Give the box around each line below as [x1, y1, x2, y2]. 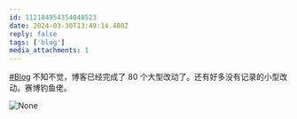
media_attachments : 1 [9, 46, 90, 55]
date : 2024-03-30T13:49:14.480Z [9, 21, 129, 30]
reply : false [9, 29, 58, 38]
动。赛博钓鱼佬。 [9, 83, 72, 93]
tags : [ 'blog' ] [9, 37, 66, 47]
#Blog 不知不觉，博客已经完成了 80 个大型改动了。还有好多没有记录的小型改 [9, 72, 288, 83]
